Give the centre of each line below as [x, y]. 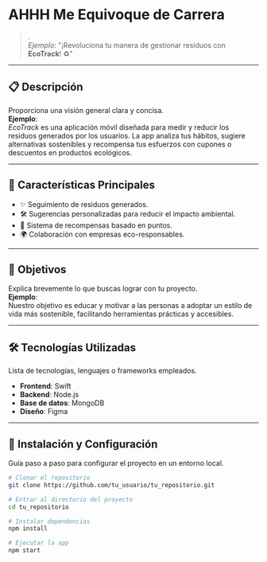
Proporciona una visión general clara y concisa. [86, 110]
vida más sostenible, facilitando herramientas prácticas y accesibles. [121, 314]
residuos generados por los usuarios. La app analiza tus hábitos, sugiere [127, 135]
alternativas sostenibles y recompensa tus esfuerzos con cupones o [120, 144]
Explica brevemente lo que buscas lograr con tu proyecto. [103, 289]
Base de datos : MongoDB [62, 403]
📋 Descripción [46, 87]
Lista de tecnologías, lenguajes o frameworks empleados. [103, 371]
